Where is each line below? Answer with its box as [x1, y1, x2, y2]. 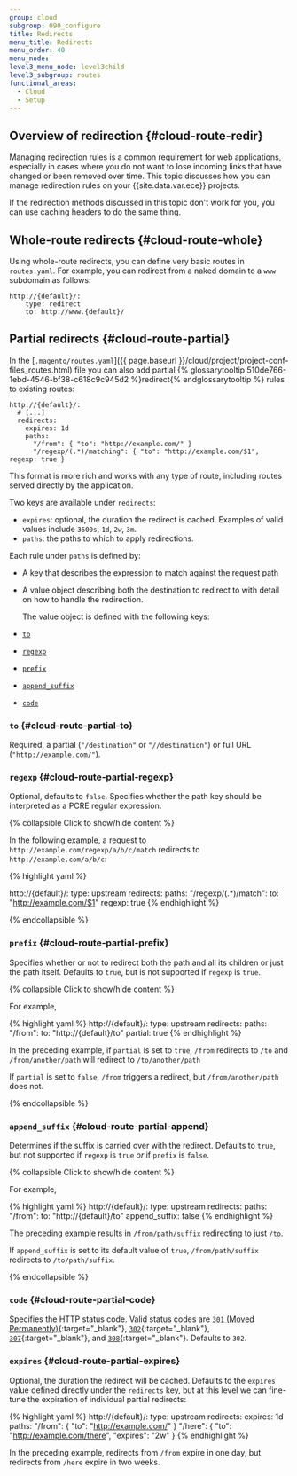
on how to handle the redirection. [21, 593, 144, 604]
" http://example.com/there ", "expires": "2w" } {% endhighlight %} [9, 1430, 250, 1441]
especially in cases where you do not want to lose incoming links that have [9, 161, 282, 172]
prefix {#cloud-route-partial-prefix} [9, 937, 169, 949]
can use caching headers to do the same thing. [9, 207, 182, 217]
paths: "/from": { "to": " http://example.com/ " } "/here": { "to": [9, 1420, 232, 1431]
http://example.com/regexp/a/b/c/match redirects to [9, 844, 200, 855]
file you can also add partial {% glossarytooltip [74, 365, 246, 375]
